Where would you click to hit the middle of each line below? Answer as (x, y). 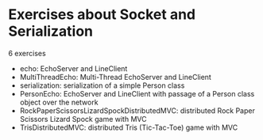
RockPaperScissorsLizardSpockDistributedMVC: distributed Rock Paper (137, 110)
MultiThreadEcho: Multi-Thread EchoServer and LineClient (116, 77)
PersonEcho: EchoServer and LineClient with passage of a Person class (137, 93)
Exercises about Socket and (102, 15)
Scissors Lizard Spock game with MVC (83, 119)
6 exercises (27, 53)
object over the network (59, 102)
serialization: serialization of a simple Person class (102, 85)
